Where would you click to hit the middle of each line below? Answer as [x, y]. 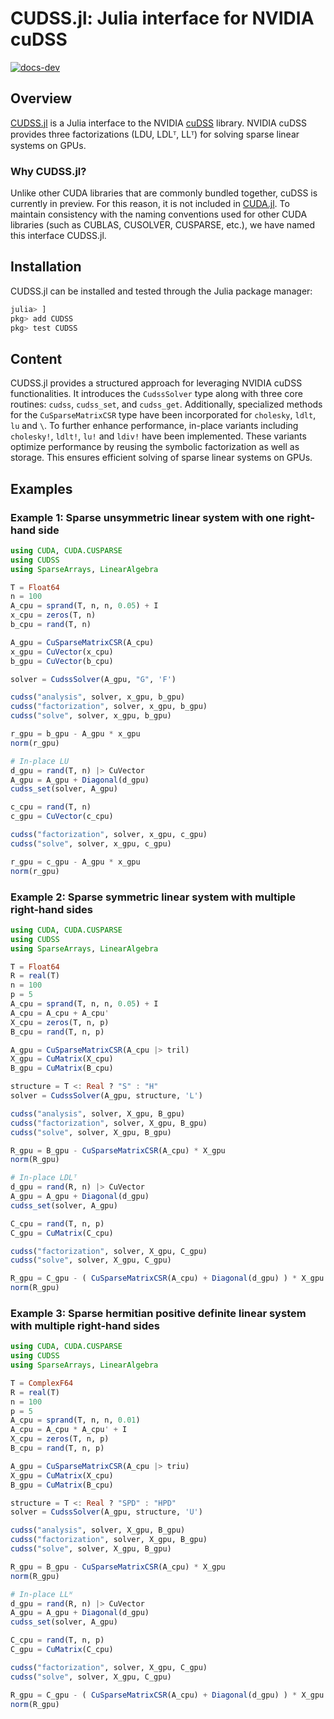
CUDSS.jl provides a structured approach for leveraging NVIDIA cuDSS [156, 383]
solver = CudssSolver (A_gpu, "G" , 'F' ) [93, 679]
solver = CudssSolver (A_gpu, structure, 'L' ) [106, 1096]
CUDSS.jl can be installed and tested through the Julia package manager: [161, 291]
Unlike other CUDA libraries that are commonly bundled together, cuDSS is [164, 193]
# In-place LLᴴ [42, 1594]
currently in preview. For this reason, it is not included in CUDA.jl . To [150, 204]
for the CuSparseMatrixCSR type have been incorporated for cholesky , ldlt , [163, 415]
